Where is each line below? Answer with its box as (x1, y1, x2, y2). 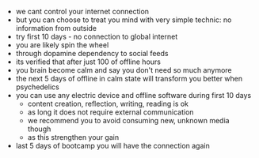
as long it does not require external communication (27, 107, 194, 117)
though (27, 124, 51, 134)
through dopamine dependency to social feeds (15, 49, 169, 58)
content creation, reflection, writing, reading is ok (27, 99, 189, 108)
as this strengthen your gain (27, 133, 120, 141)
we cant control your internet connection (15, 7, 149, 16)
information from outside (15, 24, 97, 32)
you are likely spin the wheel (15, 40, 109, 50)
